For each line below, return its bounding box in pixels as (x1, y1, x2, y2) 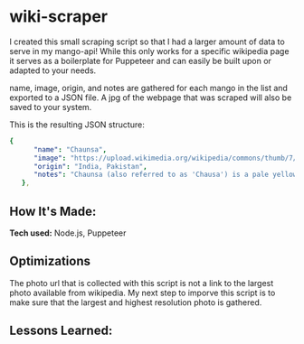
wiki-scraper (9, 6, 109, 27)
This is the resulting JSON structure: (9, 119, 145, 130)
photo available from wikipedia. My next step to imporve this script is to (9, 287, 276, 298)
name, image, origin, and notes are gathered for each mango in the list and (9, 82, 288, 93)
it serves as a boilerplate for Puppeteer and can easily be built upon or (9, 55, 271, 66)
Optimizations (9, 254, 90, 269)
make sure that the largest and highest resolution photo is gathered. (9, 296, 262, 308)
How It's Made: (9, 203, 97, 218)
